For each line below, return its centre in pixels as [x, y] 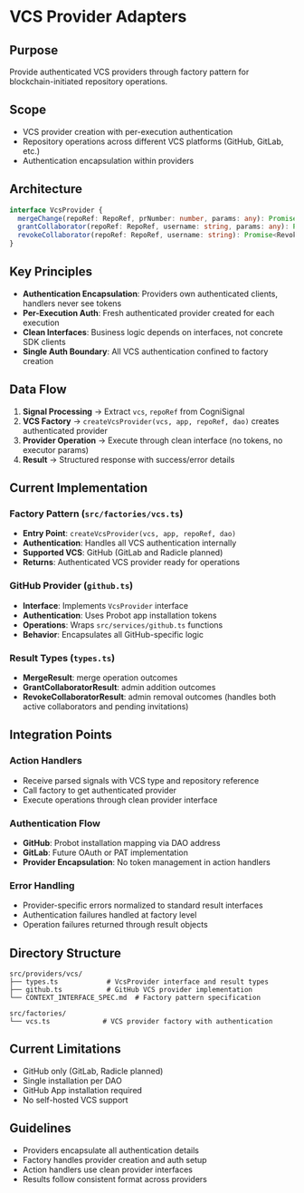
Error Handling [42, 885]
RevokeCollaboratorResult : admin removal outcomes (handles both [149, 697]
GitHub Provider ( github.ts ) [71, 586]
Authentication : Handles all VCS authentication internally [129, 543]
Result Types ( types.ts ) [62, 658]
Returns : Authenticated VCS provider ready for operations [131, 563]
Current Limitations [66, 1049]
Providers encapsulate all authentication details [110, 1150]
